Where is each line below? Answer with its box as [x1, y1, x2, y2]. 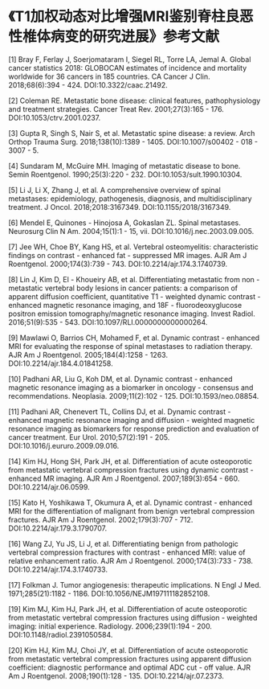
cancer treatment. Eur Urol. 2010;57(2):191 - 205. [8, 432, 170, 442]
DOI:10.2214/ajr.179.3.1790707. [8, 523, 107, 533]
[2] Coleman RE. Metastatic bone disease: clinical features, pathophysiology [8, 96, 261, 105]
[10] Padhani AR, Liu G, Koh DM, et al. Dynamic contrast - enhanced [8, 374, 233, 383]
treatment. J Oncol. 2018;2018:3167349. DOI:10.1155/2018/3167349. [8, 202, 231, 211]
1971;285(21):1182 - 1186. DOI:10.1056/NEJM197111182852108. [8, 589, 210, 598]
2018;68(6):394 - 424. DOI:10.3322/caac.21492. [8, 80, 169, 89]
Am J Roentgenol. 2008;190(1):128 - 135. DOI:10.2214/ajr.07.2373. [8, 671, 225, 680]
